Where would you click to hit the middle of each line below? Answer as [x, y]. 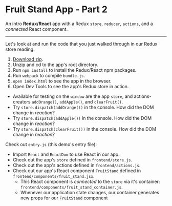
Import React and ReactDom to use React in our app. [66, 154]
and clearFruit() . [104, 101]
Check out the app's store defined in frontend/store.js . [72, 159]
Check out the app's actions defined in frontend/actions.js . [77, 165]
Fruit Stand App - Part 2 [56, 9]
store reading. [20, 49]
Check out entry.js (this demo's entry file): [51, 144]
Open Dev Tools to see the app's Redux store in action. [71, 86]
